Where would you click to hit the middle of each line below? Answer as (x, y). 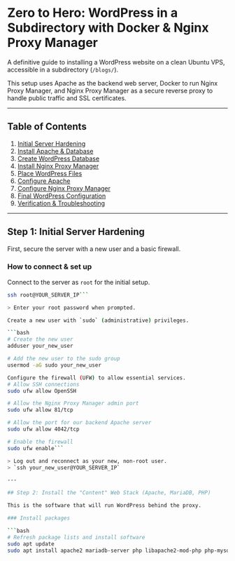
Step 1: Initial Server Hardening (76, 232)
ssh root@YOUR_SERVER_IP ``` (48, 295)
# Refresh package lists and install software (76, 537)
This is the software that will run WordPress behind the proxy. (104, 506)
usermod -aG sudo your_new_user (54, 365)
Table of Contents (47, 127)
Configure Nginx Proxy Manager (64, 188)
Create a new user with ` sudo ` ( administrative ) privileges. (98, 320)
